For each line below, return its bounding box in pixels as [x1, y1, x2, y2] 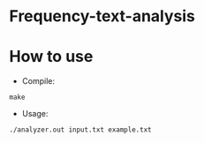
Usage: [21, 109, 49, 119]
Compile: [21, 76, 56, 87]
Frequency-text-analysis [9, 6, 196, 26]
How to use [9, 47, 94, 67]
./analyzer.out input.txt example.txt [9, 125, 152, 134]
